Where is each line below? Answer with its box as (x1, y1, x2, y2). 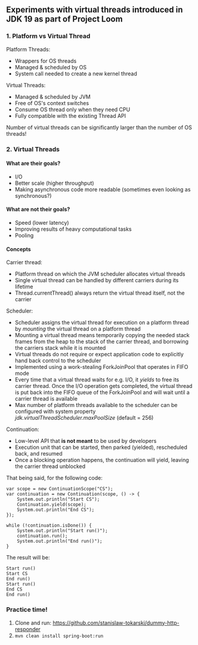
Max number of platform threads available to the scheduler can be (14, 402, 178, 409)
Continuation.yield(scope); (17, 502, 86, 508)
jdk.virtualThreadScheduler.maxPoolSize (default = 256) (14, 414, 154, 421)
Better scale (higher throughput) (14, 179, 94, 187)
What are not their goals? (6, 206, 70, 213)
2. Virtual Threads (6, 145, 60, 153)
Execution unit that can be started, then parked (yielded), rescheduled (14, 444, 188, 451)
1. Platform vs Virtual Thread (6, 32, 91, 41)
